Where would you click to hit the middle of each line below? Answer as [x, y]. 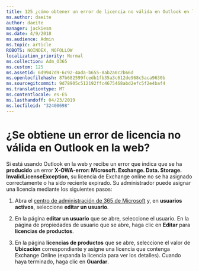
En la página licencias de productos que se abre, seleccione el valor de [102, 243]
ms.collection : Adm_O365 [37, 61]
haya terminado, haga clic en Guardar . [62, 261]
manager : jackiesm [29, 28]
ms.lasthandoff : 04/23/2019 [41, 100]
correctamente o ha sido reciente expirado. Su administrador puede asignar [99, 183]
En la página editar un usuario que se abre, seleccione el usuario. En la [102, 219]
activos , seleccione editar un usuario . [62, 207]
